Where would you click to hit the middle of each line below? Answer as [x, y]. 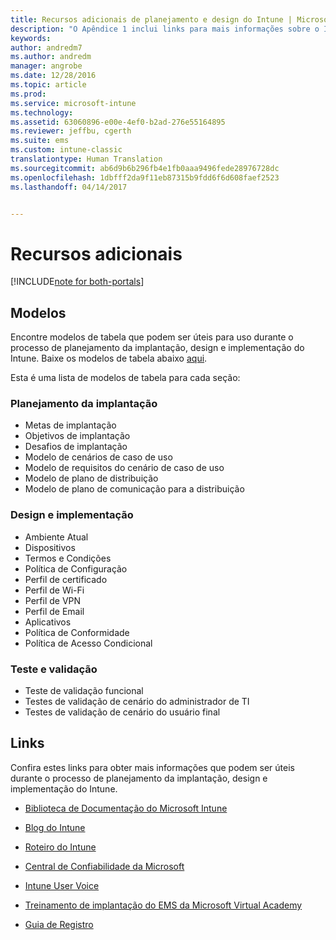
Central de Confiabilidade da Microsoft [104, 866]
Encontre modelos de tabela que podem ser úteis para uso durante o [152, 337]
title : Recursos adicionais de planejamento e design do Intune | [151, 19]
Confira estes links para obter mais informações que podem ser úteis [152, 767]
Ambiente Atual [56, 537]
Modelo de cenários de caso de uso [98, 457]
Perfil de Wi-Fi [54, 590]
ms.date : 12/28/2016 [53, 76]
